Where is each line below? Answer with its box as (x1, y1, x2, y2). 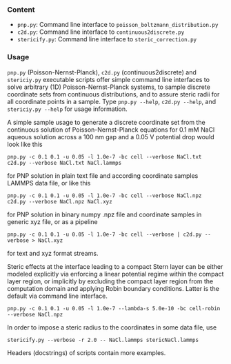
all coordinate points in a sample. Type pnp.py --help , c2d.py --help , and (7, 97, 216, 105)
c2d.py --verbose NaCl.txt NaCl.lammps (7, 159, 122, 166)
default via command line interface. (7, 292, 108, 300)
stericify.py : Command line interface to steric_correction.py (17, 35, 197, 43)
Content (7, 5, 36, 14)
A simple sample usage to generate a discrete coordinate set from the (7, 118, 205, 126)
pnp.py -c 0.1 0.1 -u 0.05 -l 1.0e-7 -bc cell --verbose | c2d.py (7, 231, 202, 238)
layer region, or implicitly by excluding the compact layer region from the (7, 277, 214, 285)
